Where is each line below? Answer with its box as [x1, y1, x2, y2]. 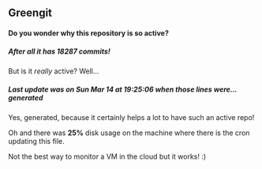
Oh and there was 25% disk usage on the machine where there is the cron [8, 128, 250, 137]
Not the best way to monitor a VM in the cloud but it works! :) [8, 152, 207, 161]
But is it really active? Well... [8, 66, 99, 76]
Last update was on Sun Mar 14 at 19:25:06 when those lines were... [8, 84, 238, 94]
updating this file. [8, 136, 65, 145]
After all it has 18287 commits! [8, 47, 110, 56]
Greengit [8, 6, 53, 20]
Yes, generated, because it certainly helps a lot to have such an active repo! [8, 112, 255, 122]
